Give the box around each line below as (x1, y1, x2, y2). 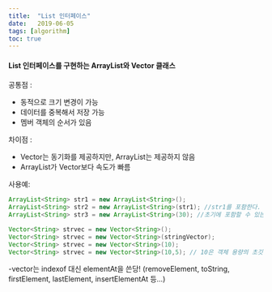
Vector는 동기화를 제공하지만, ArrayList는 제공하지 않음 (19, 152, 196, 162)
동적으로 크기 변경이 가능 (19, 97, 99, 107)
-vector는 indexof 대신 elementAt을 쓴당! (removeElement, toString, (8, 264, 230, 273)
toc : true (8, 34, 42, 43)
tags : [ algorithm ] (8, 27, 70, 35)
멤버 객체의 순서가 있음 (19, 118, 92, 127)
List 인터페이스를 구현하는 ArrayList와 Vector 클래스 (8, 60, 176, 70)
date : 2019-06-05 (8, 19, 74, 28)
